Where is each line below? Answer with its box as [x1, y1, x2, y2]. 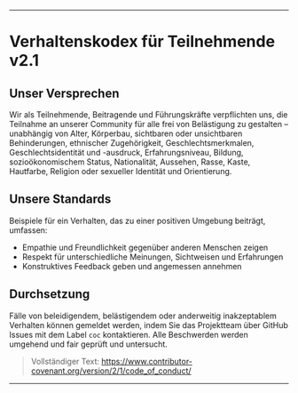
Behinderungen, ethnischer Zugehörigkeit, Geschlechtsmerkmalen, [9, 138, 255, 148]
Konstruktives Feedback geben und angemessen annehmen [21, 261, 242, 271]
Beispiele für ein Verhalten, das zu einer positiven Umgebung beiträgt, [9, 215, 266, 226]
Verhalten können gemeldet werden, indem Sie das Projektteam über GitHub [9, 319, 288, 330]
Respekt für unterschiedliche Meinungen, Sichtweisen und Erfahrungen [21, 251, 284, 262]
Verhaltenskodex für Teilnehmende [9, 32, 276, 52]
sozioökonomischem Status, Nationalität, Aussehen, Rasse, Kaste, [9, 156, 251, 167]
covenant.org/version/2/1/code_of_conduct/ [30, 365, 192, 376]
